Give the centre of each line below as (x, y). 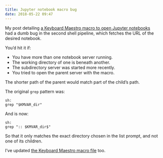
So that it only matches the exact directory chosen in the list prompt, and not (81, 136)
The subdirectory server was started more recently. (64, 67)
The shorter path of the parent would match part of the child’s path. (72, 82)
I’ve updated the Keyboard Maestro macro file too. (55, 150)
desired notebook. (23, 38)
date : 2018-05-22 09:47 (29, 14)
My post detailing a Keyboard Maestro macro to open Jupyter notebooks (78, 28)
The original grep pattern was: (35, 91)
